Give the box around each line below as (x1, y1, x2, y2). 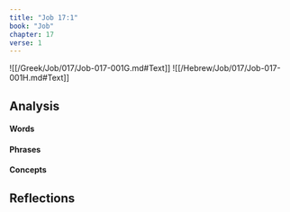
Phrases (9, 144, 41, 155)
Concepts (9, 164, 47, 175)
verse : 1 (9, 38, 42, 48)
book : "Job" (9, 22, 54, 31)
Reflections (9, 190, 76, 206)
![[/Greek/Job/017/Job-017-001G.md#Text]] (9, 63, 171, 74)
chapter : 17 (9, 30, 54, 39)
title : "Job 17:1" (9, 13, 78, 22)
